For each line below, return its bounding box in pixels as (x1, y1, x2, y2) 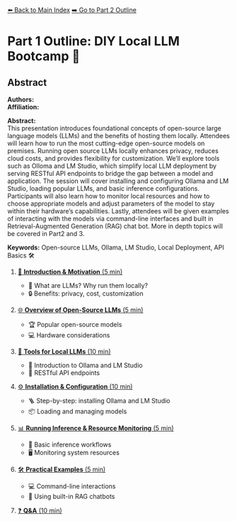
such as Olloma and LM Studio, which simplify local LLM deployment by (7, 162, 217, 170)
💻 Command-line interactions (28, 482, 116, 491)
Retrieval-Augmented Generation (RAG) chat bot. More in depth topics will (7, 222, 223, 230)
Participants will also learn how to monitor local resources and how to (7, 192, 210, 200)
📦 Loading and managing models (28, 407, 127, 415)
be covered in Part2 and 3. (7, 230, 85, 237)
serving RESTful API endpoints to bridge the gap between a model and (7, 169, 214, 177)
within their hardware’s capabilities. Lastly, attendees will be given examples (7, 207, 229, 215)
